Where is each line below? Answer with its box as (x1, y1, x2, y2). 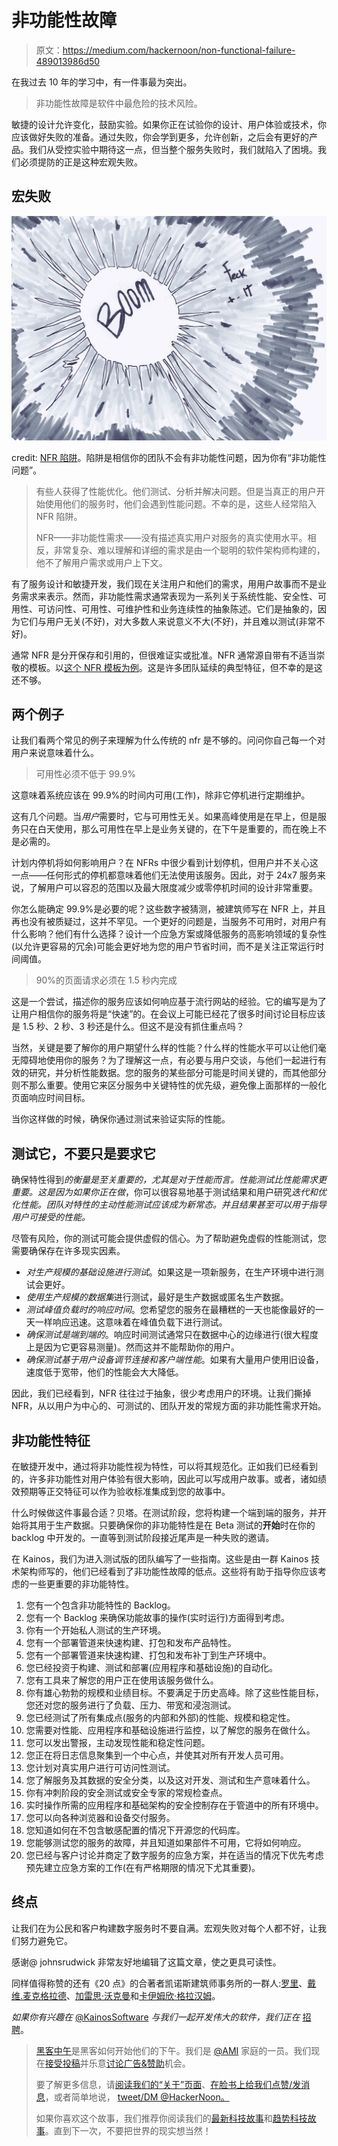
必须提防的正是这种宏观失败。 (19, 156, 143, 168)
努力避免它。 (19, 1934, 73, 1946)
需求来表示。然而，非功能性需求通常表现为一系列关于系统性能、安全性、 (19, 590, 318, 602)
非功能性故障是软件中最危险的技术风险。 (35, 97, 203, 109)
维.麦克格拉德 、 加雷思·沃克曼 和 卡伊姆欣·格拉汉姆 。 (11, 1989, 221, 2001)
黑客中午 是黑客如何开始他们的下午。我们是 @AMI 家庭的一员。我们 (35, 2044, 312, 2056)
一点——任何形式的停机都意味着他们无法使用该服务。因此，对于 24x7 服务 (11, 869, 318, 881)
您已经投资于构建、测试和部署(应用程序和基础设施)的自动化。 (25, 1661, 279, 1673)
